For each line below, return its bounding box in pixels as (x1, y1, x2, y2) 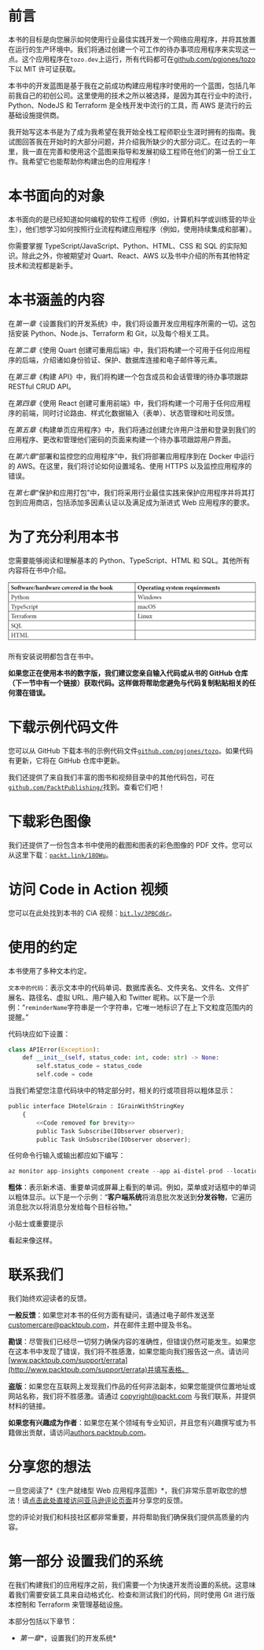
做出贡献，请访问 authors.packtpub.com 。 (14, 1428, 151, 1438)
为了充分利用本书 (8, 529, 119, 546)
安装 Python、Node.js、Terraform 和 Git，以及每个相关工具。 (14, 328, 214, 338)
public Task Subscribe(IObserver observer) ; (36, 1127, 185, 1135)
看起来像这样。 (8, 1236, 57, 1245)
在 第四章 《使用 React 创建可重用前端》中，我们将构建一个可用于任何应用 (8, 398, 244, 407)
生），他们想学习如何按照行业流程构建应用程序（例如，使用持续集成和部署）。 (8, 224, 256, 234)
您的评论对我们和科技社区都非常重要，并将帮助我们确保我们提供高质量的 (8, 1512, 242, 1522)
